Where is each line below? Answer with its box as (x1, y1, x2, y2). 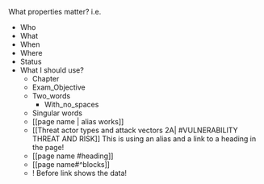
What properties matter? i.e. (8, 7, 102, 16)
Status (19, 56, 42, 66)
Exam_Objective (31, 82, 86, 92)
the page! (31, 143, 65, 152)
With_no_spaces (44, 100, 99, 109)
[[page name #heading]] (31, 151, 114, 161)
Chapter (31, 74, 60, 83)
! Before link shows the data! (31, 169, 128, 178)
